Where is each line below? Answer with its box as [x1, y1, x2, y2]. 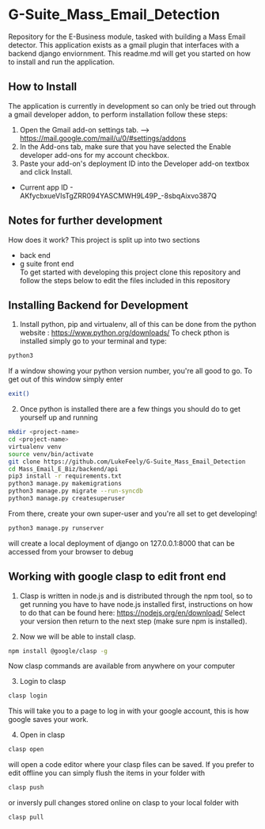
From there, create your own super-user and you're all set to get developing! [8, 509, 258, 518]
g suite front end [19, 259, 74, 268]
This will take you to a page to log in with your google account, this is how [8, 706, 249, 716]
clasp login [8, 692, 47, 700]
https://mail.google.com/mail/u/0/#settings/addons [19, 133, 187, 143]
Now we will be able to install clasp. [19, 631, 136, 641]
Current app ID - [19, 182, 74, 192]
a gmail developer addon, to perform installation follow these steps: [8, 109, 228, 119]
